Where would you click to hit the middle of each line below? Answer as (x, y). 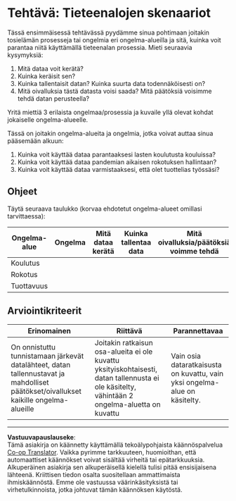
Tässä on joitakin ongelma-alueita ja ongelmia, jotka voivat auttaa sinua (110, 133)
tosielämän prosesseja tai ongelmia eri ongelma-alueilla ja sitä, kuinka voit (114, 39)
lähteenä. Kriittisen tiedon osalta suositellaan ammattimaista (94, 474)
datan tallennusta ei (127, 378)
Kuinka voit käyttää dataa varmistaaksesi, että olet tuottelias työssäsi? (118, 169)
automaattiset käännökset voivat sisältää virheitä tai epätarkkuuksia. (106, 459)
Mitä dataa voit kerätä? (51, 68)
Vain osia (186, 356)
